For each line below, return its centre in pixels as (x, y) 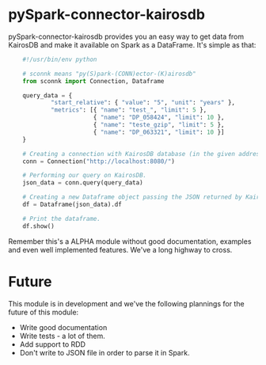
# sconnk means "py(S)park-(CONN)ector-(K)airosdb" (109, 74)
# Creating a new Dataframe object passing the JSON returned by (133, 197)
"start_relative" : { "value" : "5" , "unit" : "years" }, (143, 103)
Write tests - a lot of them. (62, 336)
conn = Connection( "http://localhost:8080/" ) (99, 161)
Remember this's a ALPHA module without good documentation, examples (130, 241)
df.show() (39, 226)
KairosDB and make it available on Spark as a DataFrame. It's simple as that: (132, 44)
